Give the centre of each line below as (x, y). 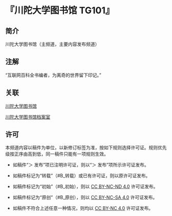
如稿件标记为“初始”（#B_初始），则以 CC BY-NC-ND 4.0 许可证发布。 (85, 186)
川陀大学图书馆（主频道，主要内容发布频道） (52, 44)
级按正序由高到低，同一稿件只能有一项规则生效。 (57, 154)
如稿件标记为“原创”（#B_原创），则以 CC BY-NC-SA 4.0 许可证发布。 (85, 198)
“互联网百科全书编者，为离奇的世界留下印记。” (53, 75)
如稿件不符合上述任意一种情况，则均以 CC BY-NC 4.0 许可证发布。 (83, 208)
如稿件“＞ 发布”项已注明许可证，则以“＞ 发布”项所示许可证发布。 (81, 165)
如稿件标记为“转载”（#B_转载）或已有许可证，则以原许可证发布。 (81, 176)
